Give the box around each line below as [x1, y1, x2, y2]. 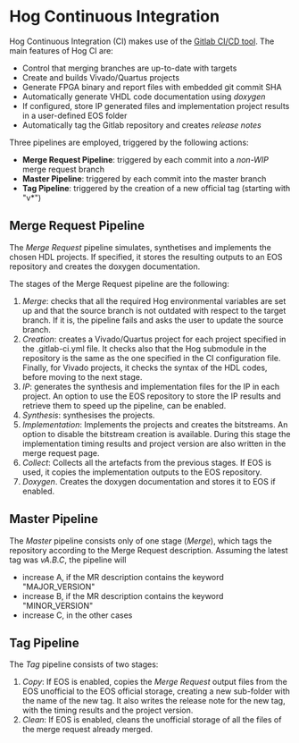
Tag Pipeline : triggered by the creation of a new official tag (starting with [21, 182, 291, 193]
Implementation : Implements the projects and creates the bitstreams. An [21, 418, 288, 430]
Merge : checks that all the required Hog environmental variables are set [21, 295, 287, 306]
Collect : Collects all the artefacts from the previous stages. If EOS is [21, 457, 272, 468]
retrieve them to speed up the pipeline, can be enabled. [21, 400, 227, 410]
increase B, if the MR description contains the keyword [21, 590, 224, 601]
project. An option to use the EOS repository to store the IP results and [21, 391, 281, 401]
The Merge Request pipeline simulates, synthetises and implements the [9, 241, 272, 252]
